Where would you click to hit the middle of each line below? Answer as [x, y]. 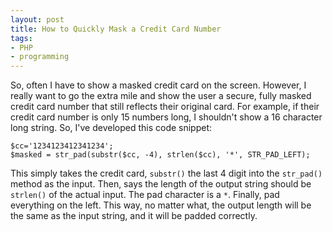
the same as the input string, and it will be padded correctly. [134, 216]
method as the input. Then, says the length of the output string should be [161, 184]
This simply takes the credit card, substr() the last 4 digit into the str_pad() [166, 173]
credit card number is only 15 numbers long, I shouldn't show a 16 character [166, 117]
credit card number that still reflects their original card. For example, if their [165, 107]
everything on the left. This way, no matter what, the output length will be [161, 205]
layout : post [37, 19]
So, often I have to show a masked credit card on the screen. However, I [158, 85]
